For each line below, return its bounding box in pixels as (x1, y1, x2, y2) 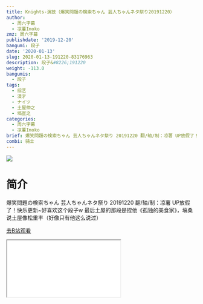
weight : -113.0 (6, 65, 45, 71)
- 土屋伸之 (11, 104, 36, 111)
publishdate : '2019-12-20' (6, 37, 74, 43)
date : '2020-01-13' (6, 48, 56, 55)
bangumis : (6, 71, 31, 77)
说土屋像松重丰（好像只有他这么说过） (6, 214, 101, 221)
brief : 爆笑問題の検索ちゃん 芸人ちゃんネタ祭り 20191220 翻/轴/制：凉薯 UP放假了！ (6, 133, 199, 139)
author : (6, 15, 26, 21)
